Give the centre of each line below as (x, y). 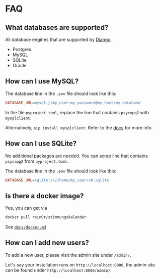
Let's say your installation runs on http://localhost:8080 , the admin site (80, 265)
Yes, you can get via (26, 208)
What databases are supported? (57, 28)
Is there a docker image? (45, 196)
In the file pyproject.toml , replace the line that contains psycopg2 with (77, 112)
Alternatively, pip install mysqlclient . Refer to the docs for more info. (79, 127)
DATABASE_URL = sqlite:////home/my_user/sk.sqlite (57, 180)
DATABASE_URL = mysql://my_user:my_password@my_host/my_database (73, 103)
